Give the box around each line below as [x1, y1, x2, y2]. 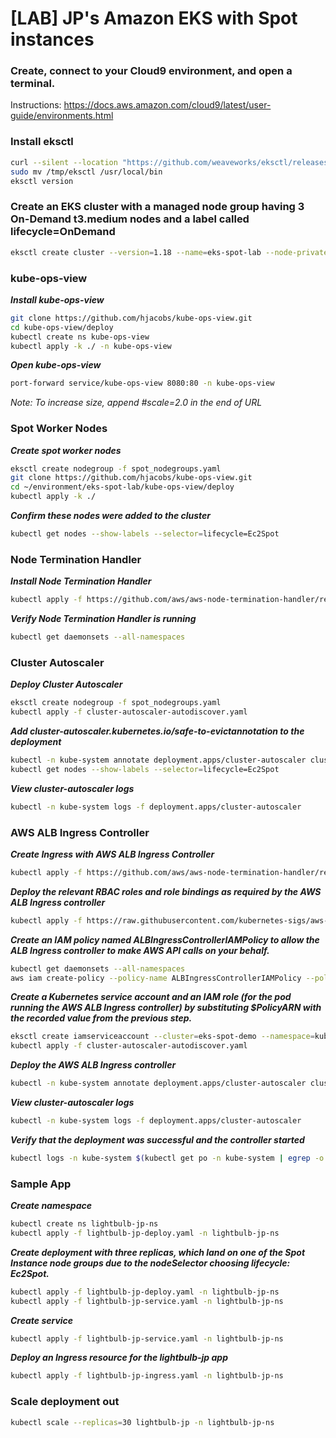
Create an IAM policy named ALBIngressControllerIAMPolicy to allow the [10, 933, 320, 946]
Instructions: [10, 99, 62, 111]
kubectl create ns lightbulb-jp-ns [10, 1219, 159, 1229]
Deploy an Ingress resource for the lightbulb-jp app [10, 1352, 228, 1364]
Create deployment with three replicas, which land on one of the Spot [10, 1246, 306, 1258]
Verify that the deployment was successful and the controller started [10, 1133, 305, 1146]
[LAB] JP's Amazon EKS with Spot [10, 7, 298, 30]
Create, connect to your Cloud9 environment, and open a [10, 64, 293, 78]
